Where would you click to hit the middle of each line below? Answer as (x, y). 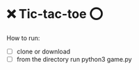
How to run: (23, 38)
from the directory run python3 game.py (74, 59)
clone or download (43, 51)
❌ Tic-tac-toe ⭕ (55, 14)
